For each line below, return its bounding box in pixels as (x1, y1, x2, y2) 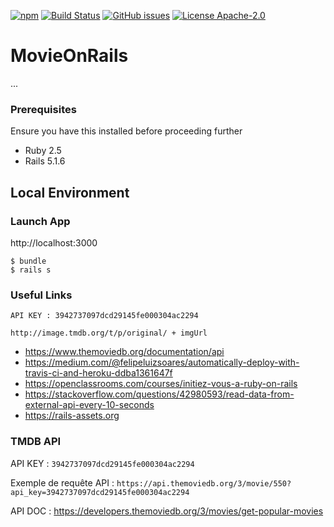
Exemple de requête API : (10, 476, 115, 489)
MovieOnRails (10, 45, 129, 67)
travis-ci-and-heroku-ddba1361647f (24, 367, 173, 379)
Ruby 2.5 (24, 145, 62, 157)
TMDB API (10, 435, 62, 449)
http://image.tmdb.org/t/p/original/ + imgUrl (10, 328, 208, 339)
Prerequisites (10, 102, 77, 116)
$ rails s (10, 265, 52, 275)
